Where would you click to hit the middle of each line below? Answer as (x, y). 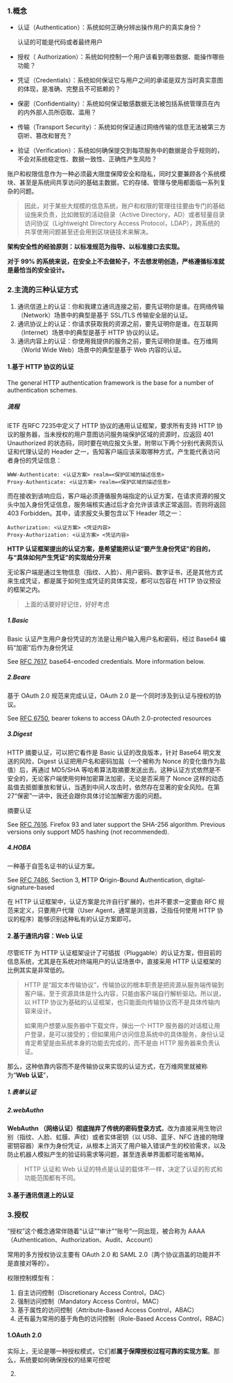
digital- (195, 879)
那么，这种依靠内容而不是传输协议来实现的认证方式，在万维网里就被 (104, 1066)
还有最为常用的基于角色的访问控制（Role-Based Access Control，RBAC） (122, 1318)
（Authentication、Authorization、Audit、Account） (82, 1240)
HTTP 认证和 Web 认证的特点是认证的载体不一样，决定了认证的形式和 (123, 1169)
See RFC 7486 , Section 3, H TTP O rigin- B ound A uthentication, (95, 879)
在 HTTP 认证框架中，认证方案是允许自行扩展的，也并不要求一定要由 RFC (112, 901)
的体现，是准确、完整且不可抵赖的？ (69, 89)
